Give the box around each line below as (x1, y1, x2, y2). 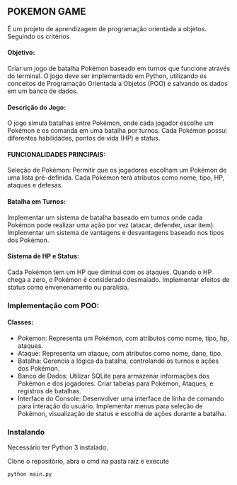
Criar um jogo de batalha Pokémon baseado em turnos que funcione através (7, 64, 231, 73)
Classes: (7, 318, 34, 327)
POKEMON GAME (7, 6, 86, 18)
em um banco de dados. (7, 87, 79, 95)
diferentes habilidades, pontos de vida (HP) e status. (7, 134, 161, 143)
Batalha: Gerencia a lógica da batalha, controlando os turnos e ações (17, 356, 219, 365)
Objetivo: (7, 48, 35, 57)
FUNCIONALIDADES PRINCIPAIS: (7, 150, 106, 158)
